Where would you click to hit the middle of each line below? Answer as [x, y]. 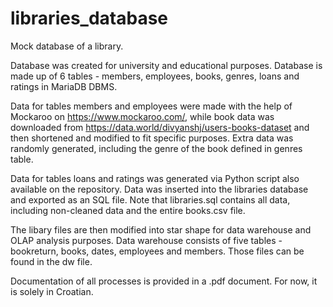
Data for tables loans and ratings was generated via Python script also [155, 178]
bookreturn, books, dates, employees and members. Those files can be [157, 251]
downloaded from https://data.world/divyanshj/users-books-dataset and [160, 127]
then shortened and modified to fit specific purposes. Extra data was [152, 138]
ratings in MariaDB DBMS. [64, 86]
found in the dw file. [51, 261]
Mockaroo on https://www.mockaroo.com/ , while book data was [142, 116]
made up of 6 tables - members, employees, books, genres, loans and [155, 76]
